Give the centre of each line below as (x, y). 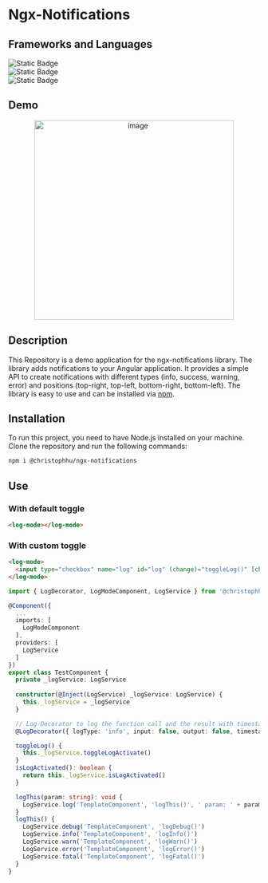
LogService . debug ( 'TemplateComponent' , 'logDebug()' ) (114, 827)
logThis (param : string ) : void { (69, 797)
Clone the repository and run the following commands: (98, 446)
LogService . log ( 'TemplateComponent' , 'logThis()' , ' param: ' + (132, 804)
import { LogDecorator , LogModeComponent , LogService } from (112, 591)
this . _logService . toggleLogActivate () (87, 753)
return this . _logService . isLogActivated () (94, 775)
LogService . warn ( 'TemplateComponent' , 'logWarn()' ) (110, 842)
